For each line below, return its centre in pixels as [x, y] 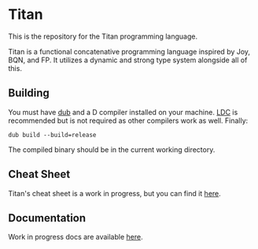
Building [29, 93]
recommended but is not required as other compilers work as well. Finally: [128, 121]
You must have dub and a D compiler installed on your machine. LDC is [123, 112]
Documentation [47, 218]
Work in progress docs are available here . [76, 237]
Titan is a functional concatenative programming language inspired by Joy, [129, 51]
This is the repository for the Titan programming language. [103, 36]
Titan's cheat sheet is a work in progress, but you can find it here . [115, 193]
